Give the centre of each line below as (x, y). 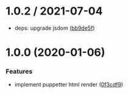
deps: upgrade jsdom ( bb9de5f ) (54, 28)
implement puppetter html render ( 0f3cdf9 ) (69, 85)
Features (19, 72)
